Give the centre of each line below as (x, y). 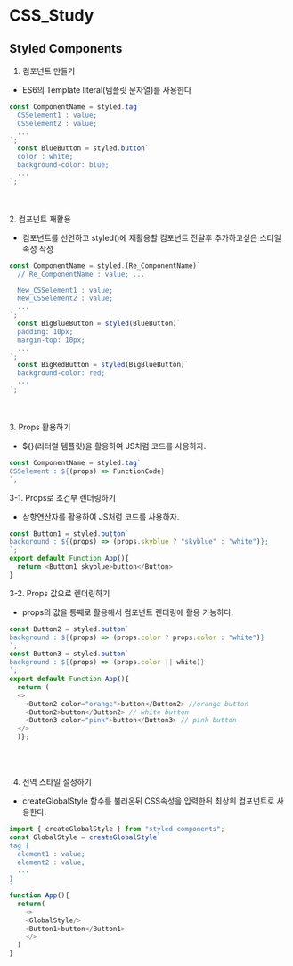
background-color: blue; (63, 165)
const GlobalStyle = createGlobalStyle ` (85, 837)
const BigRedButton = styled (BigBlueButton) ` (103, 365)
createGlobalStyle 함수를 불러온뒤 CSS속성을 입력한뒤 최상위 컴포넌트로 (148, 801)
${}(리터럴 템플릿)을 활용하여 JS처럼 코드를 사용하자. (114, 446)
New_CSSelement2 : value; (65, 299)
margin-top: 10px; (52, 340)
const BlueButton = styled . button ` (83, 148)
